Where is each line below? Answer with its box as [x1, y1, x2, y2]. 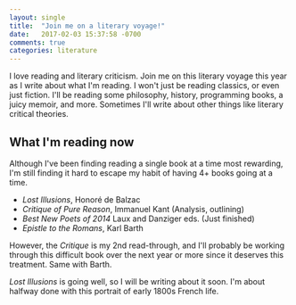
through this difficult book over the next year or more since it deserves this [9, 249, 284, 260]
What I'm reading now [9, 135, 135, 150]
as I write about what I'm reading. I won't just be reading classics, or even [9, 80, 280, 91]
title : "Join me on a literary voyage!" [9, 21, 166, 30]
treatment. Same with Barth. [9, 259, 112, 269]
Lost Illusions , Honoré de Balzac [21, 194, 141, 205]
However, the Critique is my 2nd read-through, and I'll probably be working [9, 240, 285, 251]
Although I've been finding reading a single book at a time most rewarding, [9, 158, 284, 169]
